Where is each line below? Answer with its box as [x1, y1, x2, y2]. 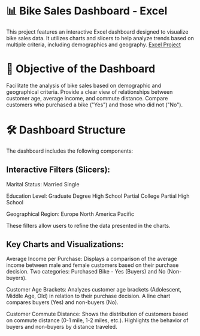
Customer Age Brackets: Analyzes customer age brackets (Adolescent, [6, 286, 181, 293]
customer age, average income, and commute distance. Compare [6, 94, 168, 102]
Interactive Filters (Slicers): [6, 165, 111, 175]
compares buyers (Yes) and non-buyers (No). [6, 299, 119, 306]
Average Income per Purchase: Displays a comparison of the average [6, 255, 178, 263]
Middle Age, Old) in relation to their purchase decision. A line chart [6, 292, 171, 300]
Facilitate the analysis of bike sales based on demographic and [6, 82, 162, 89]
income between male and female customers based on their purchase [6, 261, 179, 269]
